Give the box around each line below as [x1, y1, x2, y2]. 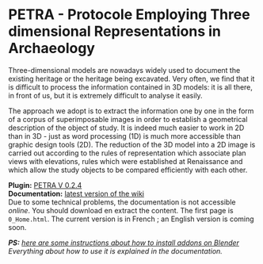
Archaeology [8, 40, 95, 57]
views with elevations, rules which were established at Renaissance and [8, 156, 243, 166]
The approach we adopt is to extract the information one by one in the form [8, 105, 254, 116]
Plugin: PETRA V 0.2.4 [8, 180, 82, 189]
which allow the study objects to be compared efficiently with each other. [8, 165, 248, 174]
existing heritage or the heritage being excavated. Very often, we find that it [8, 74, 255, 83]
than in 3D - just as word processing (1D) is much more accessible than [8, 131, 242, 140]
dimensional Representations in [8, 22, 222, 40]
